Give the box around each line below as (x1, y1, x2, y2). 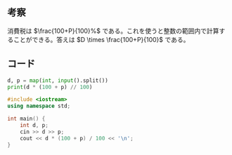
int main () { (7, 115, 46, 123)
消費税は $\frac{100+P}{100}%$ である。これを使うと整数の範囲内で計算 (7, 27, 219, 35)
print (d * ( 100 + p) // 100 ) (7, 83, 93, 90)
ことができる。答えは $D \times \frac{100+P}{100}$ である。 (13, 35, 190, 43)
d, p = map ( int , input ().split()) (7, 76, 109, 84)
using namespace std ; (7, 102, 71, 110)
